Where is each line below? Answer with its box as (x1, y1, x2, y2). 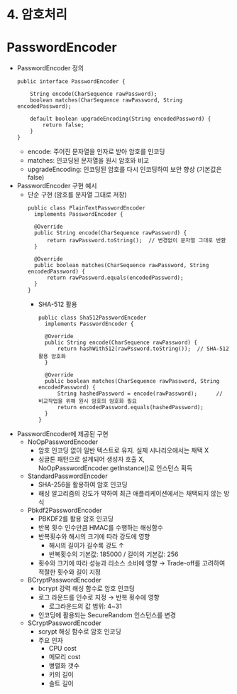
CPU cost (48, 644, 77, 653)
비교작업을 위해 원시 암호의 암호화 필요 (38, 398, 138, 405)
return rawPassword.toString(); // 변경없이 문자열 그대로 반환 (46, 237, 226, 244)
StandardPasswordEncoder (27, 472, 108, 480)
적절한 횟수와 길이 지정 (38, 568, 101, 576)
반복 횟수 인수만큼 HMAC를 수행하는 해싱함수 (38, 524, 164, 532)
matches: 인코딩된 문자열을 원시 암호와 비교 (27, 156, 150, 165)
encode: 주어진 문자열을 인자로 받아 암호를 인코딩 (27, 147, 165, 156)
